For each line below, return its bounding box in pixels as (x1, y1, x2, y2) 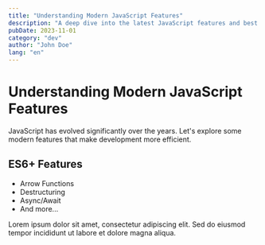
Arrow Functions (19, 178, 74, 188)
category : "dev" (8, 33, 62, 42)
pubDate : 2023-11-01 (8, 26, 77, 34)
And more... (19, 204, 59, 213)
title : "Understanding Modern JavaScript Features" (8, 11, 183, 20)
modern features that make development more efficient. (8, 134, 192, 144)
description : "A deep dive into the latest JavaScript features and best (8, 19, 259, 27)
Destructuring (19, 187, 66, 196)
